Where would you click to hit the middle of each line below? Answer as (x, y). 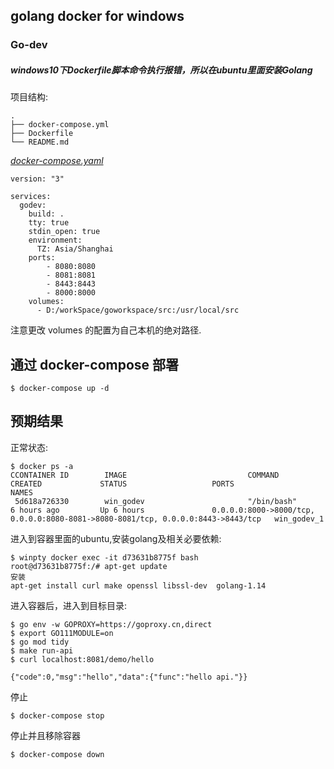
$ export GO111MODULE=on (62, 633)
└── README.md (40, 142)
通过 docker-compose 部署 (95, 364)
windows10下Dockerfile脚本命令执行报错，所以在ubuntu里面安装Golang (161, 70)
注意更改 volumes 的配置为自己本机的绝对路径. (106, 330)
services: (31, 197)
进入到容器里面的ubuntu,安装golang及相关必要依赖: (116, 538)
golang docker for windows (97, 16)
